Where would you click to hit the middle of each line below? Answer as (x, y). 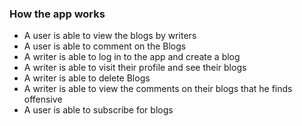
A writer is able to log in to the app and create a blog (132, 57)
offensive (43, 99)
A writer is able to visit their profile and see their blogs (135, 68)
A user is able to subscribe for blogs (98, 110)
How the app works (57, 14)
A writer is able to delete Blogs (87, 78)
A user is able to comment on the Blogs (105, 46)
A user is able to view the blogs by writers (110, 36)
